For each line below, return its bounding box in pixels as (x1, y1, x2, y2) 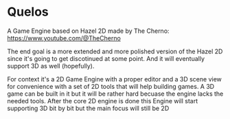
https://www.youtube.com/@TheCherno (7, 34, 122, 42)
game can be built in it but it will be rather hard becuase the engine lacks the (7, 90, 224, 98)
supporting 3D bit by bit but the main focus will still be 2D (7, 104, 170, 112)
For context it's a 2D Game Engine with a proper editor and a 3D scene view (7, 75, 222, 83)
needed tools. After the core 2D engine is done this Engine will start (7, 96, 198, 105)
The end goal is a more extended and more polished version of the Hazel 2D (7, 47, 223, 55)
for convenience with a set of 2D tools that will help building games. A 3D (7, 82, 215, 90)
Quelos (7, 4, 49, 20)
